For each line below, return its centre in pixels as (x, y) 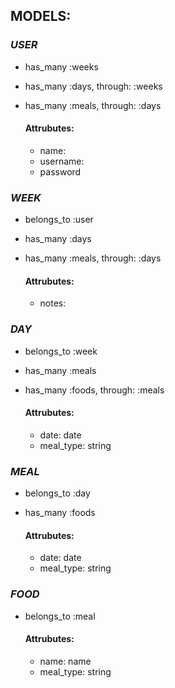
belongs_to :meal (60, 616)
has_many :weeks (61, 66)
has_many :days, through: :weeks (93, 86)
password (60, 171)
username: (62, 161)
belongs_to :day (57, 493)
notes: (53, 303)
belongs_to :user (59, 220)
